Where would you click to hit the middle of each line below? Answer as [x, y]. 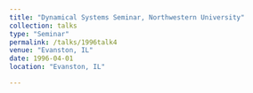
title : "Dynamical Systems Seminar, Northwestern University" [127, 17]
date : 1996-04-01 [41, 58]
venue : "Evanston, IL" [51, 50]
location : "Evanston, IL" [57, 67]
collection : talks [43, 26]
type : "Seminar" [39, 34]
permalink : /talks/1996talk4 [63, 42]
